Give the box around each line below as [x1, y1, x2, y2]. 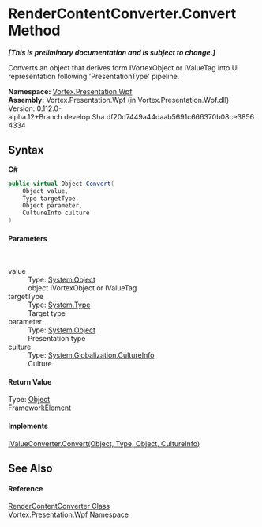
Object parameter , [22, 202, 83, 210]
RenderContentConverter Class [8, 502, 110, 511]
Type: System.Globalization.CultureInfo [28, 351, 155, 360]
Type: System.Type [28, 300, 91, 309]
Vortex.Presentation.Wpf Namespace [8, 510, 129, 519]
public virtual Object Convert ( [8, 180, 114, 188]
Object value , [22, 187, 69, 195]
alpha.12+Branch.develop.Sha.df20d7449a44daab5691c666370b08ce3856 [8, 112, 255, 121]
